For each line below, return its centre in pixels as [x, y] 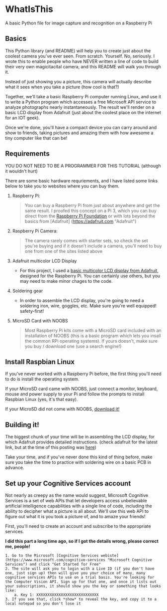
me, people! [18, 546]
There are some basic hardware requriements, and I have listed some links [82, 181]
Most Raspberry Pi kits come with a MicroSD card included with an [93, 330]
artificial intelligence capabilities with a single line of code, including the [79, 506]
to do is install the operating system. [42, 379]
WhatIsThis [29, 9]
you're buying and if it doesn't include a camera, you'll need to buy [93, 246]
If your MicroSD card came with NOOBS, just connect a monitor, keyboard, [82, 389]
